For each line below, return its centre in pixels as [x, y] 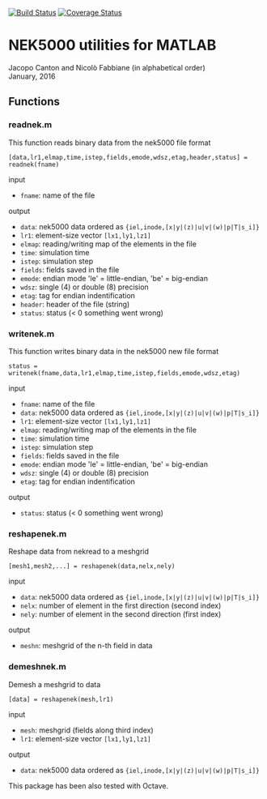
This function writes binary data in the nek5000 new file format [114, 351]
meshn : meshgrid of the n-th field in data [86, 646]
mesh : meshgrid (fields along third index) [87, 730]
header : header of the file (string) [75, 304]
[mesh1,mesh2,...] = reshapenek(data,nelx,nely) [92, 566]
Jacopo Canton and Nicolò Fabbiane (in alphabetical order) [107, 67]
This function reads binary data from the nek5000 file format [110, 143]
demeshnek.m [37, 667]
